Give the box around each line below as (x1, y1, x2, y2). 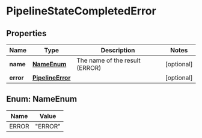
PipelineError (32, 74, 71, 82)
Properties (6, 28, 47, 39)
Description (100, 46, 135, 54)
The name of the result (76, 56, 141, 64)
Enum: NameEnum (6, 94, 77, 104)
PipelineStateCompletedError (6, 4, 156, 18)
